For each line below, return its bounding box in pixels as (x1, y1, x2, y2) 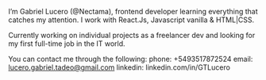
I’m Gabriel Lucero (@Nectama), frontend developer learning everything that (8, 7, 258, 16)
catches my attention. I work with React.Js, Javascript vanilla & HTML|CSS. (8, 15, 255, 25)
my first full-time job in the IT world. (8, 39, 125, 48)
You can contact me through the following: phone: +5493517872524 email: (8, 55, 253, 63)
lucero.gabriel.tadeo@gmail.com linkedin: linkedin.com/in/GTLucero (8, 63, 230, 72)
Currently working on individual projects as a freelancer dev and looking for (8, 31, 256, 40)
